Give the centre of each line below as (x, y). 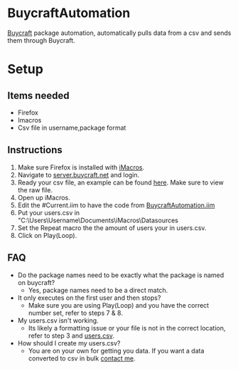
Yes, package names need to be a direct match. (98, 290)
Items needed (38, 95)
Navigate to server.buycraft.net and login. (79, 175)
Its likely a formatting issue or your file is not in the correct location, (127, 328)
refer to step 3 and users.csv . (71, 336)
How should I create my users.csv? (69, 343)
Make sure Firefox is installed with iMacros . (81, 167)
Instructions (35, 150)
